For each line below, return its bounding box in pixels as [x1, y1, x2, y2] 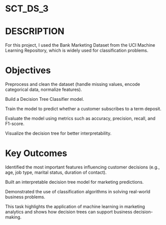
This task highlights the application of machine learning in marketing [5, 204, 145, 209]
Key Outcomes [5, 148, 68, 159]
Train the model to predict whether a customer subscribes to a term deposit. [5, 106, 162, 112]
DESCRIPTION [5, 26, 65, 37]
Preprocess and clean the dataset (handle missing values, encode [5, 81, 141, 87]
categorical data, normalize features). [5, 86, 82, 92]
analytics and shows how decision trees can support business [5, 209, 133, 215]
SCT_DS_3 [5, 3, 49, 14]
